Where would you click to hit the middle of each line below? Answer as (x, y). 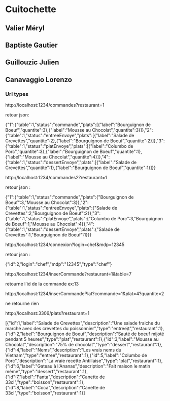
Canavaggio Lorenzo (39, 79)
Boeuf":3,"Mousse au (27, 203)
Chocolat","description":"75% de (40, 345)
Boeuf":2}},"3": (85, 213)
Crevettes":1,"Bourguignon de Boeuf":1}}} (48, 235)
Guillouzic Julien (32, 63)
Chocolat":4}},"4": (76, 224)
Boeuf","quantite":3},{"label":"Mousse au (48, 130)
